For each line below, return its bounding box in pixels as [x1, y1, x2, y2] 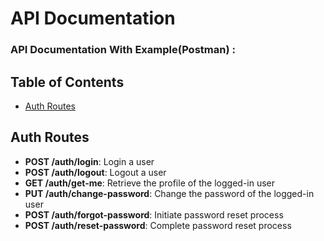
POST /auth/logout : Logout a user [24, 166, 167, 178]
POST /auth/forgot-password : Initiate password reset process [24, 208, 284, 221]
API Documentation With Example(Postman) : [10, 43, 236, 57]
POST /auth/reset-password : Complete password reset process [24, 219, 292, 231]
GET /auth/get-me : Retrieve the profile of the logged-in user [24, 177, 276, 189]
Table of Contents [10, 73, 125, 91]
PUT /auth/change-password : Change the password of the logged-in [24, 187, 315, 199]
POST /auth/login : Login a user [24, 155, 155, 167]
